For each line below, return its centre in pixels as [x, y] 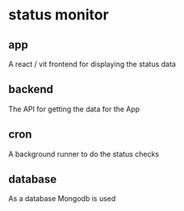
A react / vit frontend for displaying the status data [92, 64]
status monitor [59, 15]
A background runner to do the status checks [84, 154]
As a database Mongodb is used [62, 199]
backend [31, 89]
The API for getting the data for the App [74, 109]
